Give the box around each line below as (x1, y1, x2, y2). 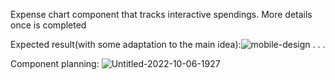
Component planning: (10, 58, 100, 69)
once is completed (10, 19, 87, 31)
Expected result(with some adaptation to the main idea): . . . (10, 39, 326, 50)
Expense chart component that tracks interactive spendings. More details (10, 9, 313, 20)
